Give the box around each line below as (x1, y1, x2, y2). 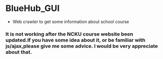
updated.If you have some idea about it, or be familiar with (5, 36, 146, 43)
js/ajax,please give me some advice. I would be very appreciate (5, 43, 158, 49)
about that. (5, 48, 33, 55)
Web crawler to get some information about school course (12, 19, 130, 24)
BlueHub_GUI (5, 3, 60, 14)
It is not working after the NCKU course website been (5, 31, 133, 37)
